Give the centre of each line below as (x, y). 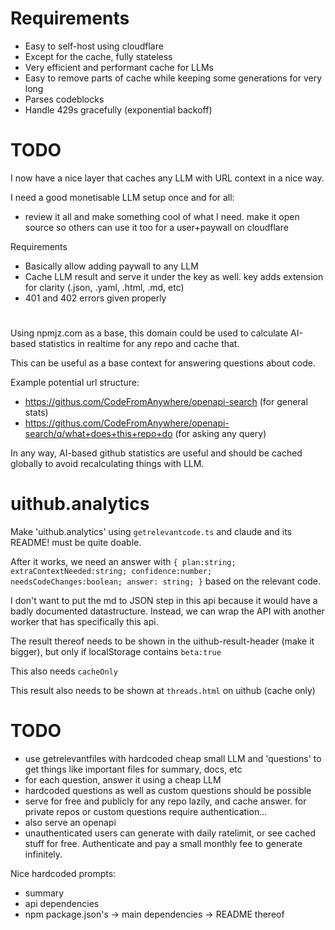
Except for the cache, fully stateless (98, 56)
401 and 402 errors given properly (95, 298)
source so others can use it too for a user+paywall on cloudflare (156, 227)
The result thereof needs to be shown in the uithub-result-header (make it (162, 641)
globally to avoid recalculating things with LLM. (107, 464)
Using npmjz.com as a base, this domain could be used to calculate (149, 333)
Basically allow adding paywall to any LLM (111, 266)
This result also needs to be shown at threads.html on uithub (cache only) (163, 690)
